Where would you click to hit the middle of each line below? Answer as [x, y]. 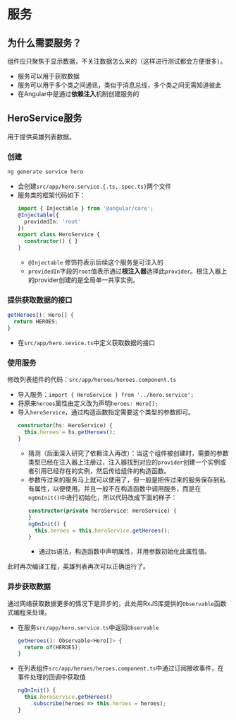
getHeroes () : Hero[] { [41, 315]
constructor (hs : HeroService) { [65, 426]
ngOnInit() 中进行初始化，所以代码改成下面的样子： [103, 497]
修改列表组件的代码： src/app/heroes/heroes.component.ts [92, 380]
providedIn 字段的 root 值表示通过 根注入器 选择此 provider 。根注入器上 [128, 271]
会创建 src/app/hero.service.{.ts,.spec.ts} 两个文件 [94, 186]
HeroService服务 [45, 118]
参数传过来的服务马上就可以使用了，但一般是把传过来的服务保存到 [124, 480]
